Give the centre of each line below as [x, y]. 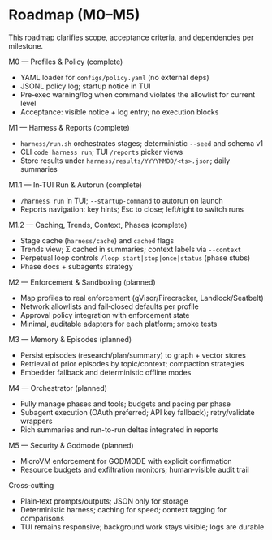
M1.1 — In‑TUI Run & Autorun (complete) [76, 185]
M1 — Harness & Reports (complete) [69, 127]
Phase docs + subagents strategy [77, 266]
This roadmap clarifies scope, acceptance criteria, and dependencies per [131, 37]
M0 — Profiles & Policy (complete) [66, 62]
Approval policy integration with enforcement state [105, 315]
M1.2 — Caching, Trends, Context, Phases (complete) [98, 225]
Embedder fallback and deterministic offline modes [106, 372]
